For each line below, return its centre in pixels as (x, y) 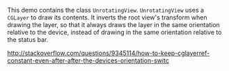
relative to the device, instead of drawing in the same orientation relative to (114, 32)
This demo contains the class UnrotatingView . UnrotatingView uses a (105, 10)
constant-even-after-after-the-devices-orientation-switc (88, 61)
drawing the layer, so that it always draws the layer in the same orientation (114, 25)
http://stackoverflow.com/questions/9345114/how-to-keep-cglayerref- (109, 53)
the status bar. (28, 40)
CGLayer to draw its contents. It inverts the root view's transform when (107, 17)
